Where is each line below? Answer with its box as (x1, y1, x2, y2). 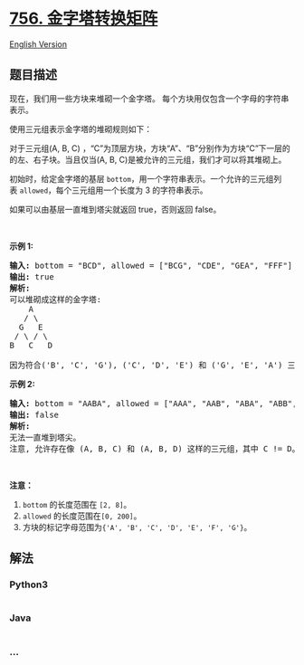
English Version (9, 38, 68, 50)
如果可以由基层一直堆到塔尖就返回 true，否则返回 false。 (9, 204, 222, 214)
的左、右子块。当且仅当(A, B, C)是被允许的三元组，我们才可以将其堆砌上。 (9, 154, 287, 165)
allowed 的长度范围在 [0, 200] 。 (22, 510, 142, 521)
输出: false (9, 409, 60, 420)
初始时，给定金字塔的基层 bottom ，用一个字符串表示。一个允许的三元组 (9, 173, 274, 184)
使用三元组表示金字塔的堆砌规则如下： (9, 123, 152, 134)
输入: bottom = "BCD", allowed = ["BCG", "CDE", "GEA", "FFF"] (9, 260, 293, 271)
